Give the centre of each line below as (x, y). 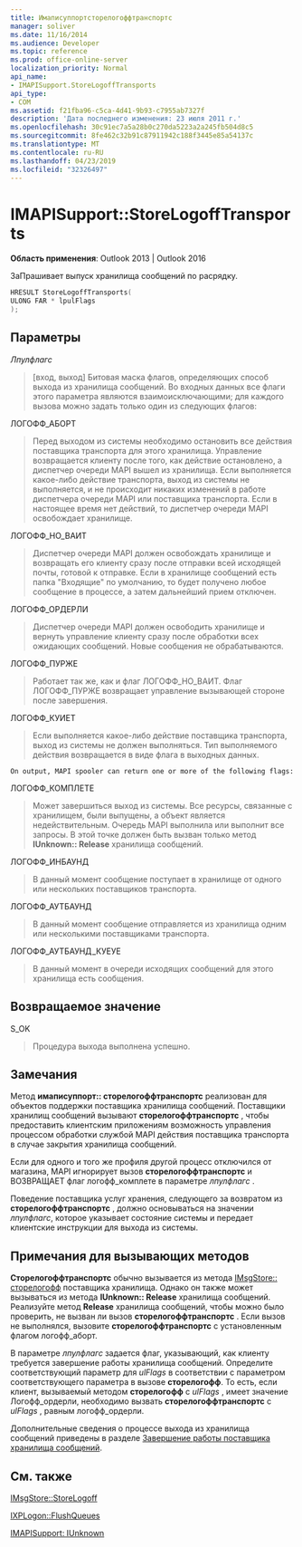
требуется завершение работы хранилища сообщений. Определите (142, 1363)
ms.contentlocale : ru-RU (57, 152)
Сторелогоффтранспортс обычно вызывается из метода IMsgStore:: (144, 1278)
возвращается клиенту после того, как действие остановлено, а (157, 460)
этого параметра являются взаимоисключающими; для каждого (158, 396)
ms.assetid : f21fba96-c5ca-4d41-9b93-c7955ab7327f (108, 110)
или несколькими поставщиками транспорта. (121, 933)
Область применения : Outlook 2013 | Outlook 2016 (109, 258)
